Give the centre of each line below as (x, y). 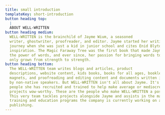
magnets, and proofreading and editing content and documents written (83, 78)
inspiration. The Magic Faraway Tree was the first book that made (80, 50)
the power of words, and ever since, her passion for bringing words (82, 55)
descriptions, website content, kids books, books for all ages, (78, 73)
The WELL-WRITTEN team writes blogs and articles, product (71, 69)
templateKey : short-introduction (39, 14)
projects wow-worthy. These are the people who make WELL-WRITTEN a (81, 92)
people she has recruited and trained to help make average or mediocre (85, 87)
